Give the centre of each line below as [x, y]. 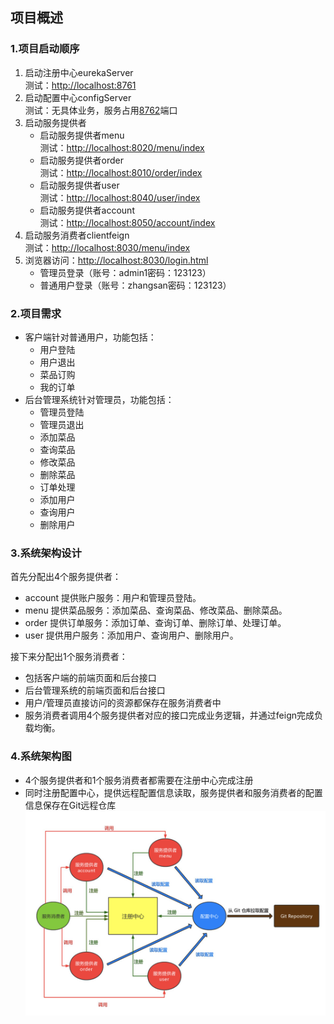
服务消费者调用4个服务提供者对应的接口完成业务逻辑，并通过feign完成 [169, 715]
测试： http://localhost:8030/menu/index [107, 247]
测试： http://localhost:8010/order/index [121, 172]
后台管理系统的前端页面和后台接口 [95, 690]
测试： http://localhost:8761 [80, 85]
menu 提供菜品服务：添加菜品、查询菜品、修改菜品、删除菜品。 [156, 610]
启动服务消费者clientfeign [77, 235]
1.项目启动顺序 [45, 49]
